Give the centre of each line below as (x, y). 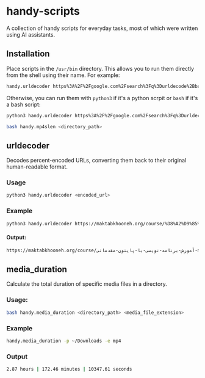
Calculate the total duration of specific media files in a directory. (87, 284)
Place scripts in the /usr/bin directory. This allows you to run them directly (100, 68)
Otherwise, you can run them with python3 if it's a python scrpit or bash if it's (102, 98)
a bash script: (23, 104)
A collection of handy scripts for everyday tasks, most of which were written (102, 28)
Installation (28, 54)
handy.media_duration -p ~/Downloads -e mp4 (64, 341)
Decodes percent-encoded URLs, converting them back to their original (96, 161)
